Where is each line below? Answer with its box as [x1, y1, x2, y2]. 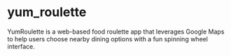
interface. [7, 42, 35, 50]
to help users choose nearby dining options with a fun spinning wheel [7, 34, 209, 43]
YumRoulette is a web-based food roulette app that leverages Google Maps [7, 27, 225, 36]
